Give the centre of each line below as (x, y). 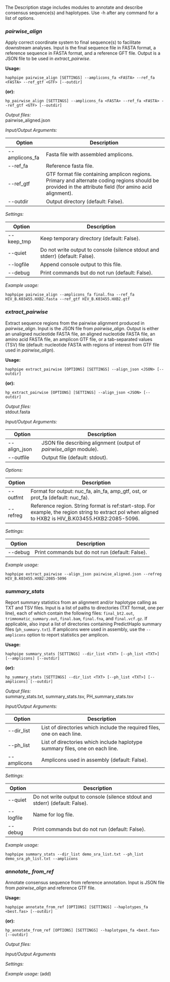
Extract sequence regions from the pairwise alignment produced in (75, 323)
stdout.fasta (18, 412)
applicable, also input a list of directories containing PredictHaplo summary (83, 624)
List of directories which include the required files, (101, 727)
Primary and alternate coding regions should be (102, 181)
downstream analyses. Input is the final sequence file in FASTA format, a (80, 48)
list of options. (20, 18)
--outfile (18, 457)
